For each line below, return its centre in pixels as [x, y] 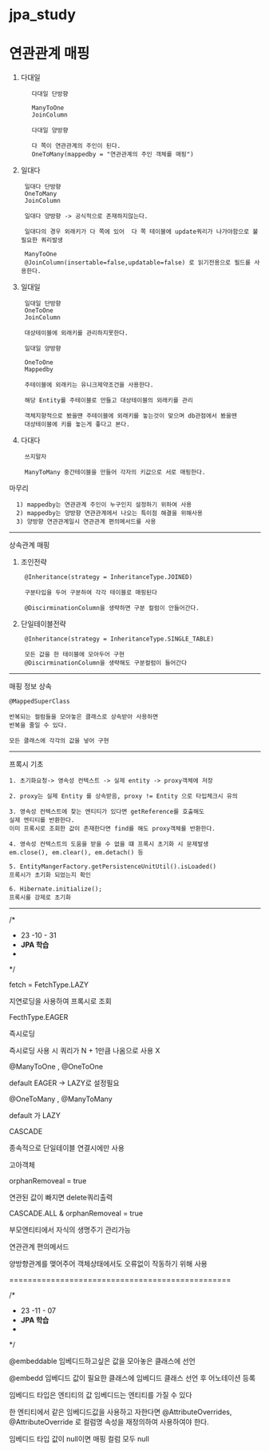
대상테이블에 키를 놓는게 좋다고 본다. [77, 425]
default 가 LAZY [35, 1116]
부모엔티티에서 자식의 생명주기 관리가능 [70, 1230]
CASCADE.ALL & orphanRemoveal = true [76, 1213]
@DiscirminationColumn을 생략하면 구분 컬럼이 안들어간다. [112, 609]
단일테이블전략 [43, 624]
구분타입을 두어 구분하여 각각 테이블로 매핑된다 [91, 593]
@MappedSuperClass [40, 702]
